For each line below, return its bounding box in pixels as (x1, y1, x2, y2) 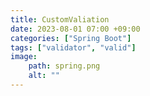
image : (10, 52, 38, 62)
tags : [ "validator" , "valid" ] (10, 42, 137, 53)
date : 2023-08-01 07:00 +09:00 (10, 24, 141, 34)
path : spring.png (28, 61, 101, 71)
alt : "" (28, 71, 60, 81)
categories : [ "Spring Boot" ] (10, 33, 132, 43)
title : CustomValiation (10, 14, 110, 25)
